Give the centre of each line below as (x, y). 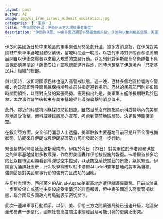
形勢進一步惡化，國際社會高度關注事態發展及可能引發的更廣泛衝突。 (77, 211)
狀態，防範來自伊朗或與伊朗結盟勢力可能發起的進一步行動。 (65, 138)
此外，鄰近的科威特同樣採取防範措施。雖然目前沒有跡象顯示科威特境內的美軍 (81, 109)
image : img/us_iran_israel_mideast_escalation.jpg (57, 18)
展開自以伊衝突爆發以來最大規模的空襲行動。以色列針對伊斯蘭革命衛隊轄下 (79, 59)
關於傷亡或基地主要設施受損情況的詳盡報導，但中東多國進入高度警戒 (81, 189)
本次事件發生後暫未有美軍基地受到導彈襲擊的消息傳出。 (69, 99)
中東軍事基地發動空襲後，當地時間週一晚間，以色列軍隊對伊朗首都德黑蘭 (86, 52)
